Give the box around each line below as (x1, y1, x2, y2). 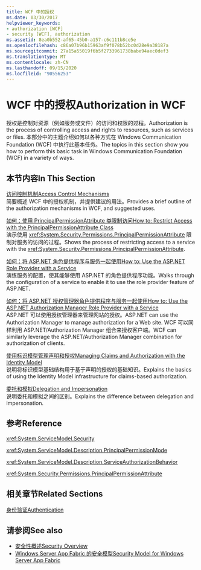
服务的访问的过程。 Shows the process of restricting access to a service (16, 239, 196, 245)
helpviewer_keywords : (6, 20, 61, 26)
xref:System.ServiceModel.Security (6, 435, 95, 442)
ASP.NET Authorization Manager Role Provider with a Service (6, 304, 159, 311)
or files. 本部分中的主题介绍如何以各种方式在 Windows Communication (6, 133, 182, 141)
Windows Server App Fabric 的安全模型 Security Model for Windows (14, 550, 184, 557)
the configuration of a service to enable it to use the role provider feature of (6, 279, 194, 285)
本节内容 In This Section (6, 173, 95, 183)
